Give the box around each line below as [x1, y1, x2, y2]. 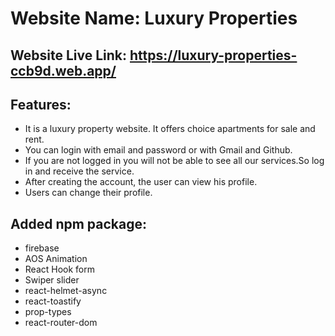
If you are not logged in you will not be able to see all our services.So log [24, 155, 325, 167]
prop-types [24, 306, 72, 318]
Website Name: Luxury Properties [10, 7, 298, 30]
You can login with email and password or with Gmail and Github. [24, 144, 293, 156]
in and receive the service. [24, 165, 135, 177]
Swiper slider [24, 274, 80, 286]
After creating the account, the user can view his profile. [24, 176, 258, 188]
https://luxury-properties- [129, 47, 298, 64]
